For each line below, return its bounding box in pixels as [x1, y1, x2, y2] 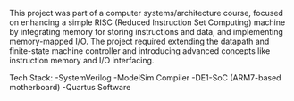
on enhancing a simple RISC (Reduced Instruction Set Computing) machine [9, 17, 286, 28]
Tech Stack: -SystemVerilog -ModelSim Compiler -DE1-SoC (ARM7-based [9, 72, 281, 83]
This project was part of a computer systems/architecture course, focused [9, 8, 284, 18]
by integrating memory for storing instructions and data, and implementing [9, 27, 284, 37]
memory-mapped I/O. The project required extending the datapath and [9, 36, 270, 46]
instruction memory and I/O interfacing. [9, 55, 155, 65]
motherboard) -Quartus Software [9, 82, 131, 92]
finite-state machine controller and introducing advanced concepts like [9, 46, 271, 56]
